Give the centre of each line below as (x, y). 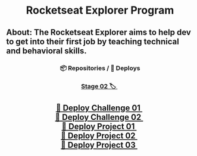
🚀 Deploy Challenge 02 (98, 117)
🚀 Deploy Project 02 (98, 136)
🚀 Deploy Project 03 (98, 145)
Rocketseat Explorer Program (100, 10)
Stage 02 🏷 (98, 87)
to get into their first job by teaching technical (93, 41)
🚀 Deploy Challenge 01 (98, 108)
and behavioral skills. (47, 51)
